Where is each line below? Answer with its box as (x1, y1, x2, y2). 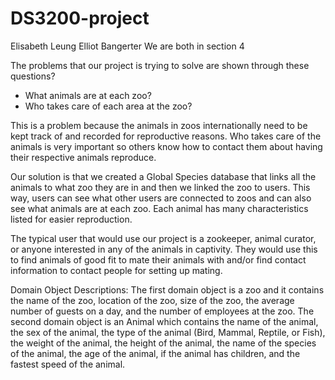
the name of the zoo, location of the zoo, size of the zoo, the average (10, 294, 295, 306)
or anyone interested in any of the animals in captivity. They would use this (10, 243, 318, 255)
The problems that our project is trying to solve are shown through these (10, 59, 310, 71)
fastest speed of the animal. (10, 358, 126, 370)
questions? (10, 70, 56, 82)
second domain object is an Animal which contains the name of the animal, (10, 315, 319, 327)
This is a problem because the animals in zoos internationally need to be (10, 119, 308, 131)
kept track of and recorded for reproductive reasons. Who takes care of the (10, 130, 322, 142)
